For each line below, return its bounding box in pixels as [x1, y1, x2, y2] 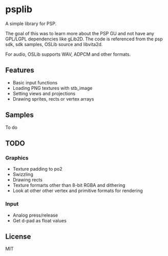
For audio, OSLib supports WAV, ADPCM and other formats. [5, 51, 131, 57]
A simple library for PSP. [5, 20, 57, 27]
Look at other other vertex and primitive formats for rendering [12, 188, 143, 194]
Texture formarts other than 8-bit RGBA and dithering [12, 182, 125, 189]
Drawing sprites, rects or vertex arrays [12, 96, 94, 102]
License [5, 232, 31, 241]
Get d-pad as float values [12, 217, 67, 223]
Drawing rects [12, 177, 43, 183]
